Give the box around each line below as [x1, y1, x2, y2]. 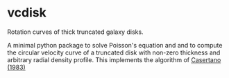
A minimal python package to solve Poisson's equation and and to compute [7, 41, 223, 49]
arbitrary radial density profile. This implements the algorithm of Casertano [7, 55, 221, 64]
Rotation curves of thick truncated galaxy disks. [7, 28, 144, 36]
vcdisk [7, 5, 46, 21]
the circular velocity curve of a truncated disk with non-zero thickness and [7, 48, 221, 57]
